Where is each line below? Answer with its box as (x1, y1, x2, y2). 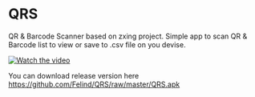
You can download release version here (8, 71, 140, 80)
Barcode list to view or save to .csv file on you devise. (8, 39, 186, 49)
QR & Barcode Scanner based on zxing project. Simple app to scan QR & (8, 31, 248, 41)
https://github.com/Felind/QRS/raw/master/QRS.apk (8, 79, 180, 89)
